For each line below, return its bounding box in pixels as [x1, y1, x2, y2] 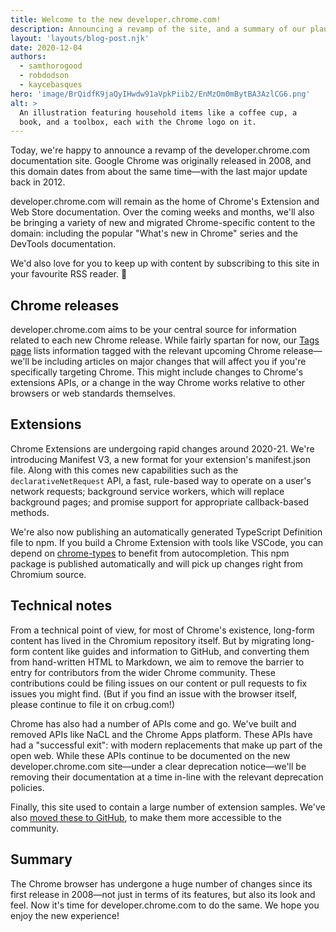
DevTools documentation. [10, 238, 116, 250]
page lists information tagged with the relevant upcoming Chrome [10, 345, 282, 357]
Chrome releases [10, 297, 120, 314]
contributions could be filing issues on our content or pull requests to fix [10, 677, 308, 689]
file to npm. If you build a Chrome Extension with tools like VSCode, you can [10, 536, 324, 548]
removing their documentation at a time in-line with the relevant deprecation [10, 771, 324, 783]
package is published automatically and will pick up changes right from [10, 557, 303, 570]
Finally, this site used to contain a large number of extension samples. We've [10, 801, 326, 813]
